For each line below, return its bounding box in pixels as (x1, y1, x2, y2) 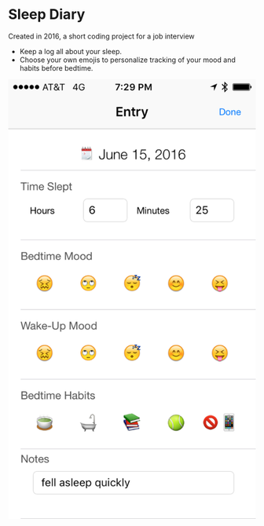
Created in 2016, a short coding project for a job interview (8, 31, 195, 41)
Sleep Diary (8, 5, 86, 24)
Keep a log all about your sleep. (19, 46, 122, 56)
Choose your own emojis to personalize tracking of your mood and (19, 55, 236, 64)
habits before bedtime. (19, 63, 93, 72)
